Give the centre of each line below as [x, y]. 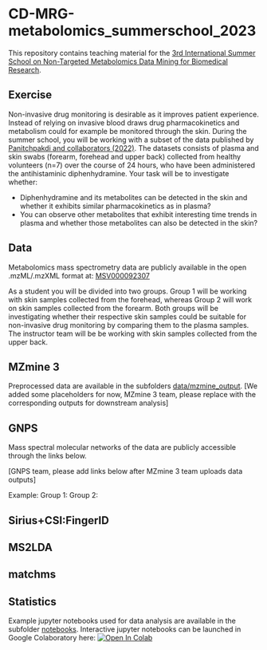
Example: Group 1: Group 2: [53, 495]
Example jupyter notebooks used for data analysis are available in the [122, 621]
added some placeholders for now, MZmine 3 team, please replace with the [132, 395]
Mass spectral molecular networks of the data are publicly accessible [122, 447]
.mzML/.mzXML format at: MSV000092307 [79, 275]
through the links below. [48, 456]
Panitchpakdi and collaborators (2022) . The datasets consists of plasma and [133, 148]
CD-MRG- [41, 14]
